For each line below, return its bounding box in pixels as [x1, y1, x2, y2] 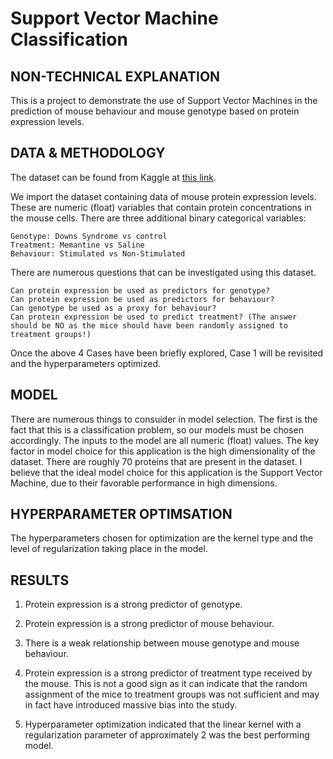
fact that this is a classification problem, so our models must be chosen [10, 423, 304, 436]
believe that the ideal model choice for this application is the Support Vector [10, 466, 323, 478]
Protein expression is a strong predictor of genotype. [24, 598, 243, 611]
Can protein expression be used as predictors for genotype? [10, 285, 271, 296]
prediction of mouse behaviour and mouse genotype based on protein [10, 105, 300, 117]
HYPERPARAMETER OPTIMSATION [10, 506, 233, 523]
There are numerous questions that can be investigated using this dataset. [10, 266, 317, 278]
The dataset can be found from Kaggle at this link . [10, 171, 217, 183]
